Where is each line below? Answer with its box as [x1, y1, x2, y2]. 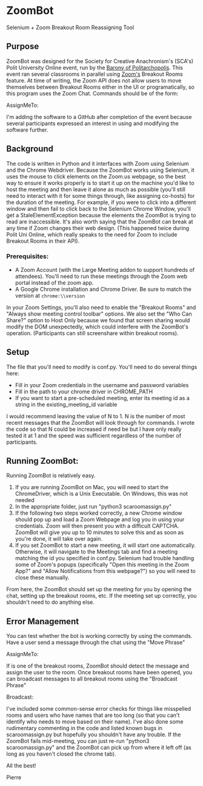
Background [6, 144, 53, 154]
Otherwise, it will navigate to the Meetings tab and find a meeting [15, 548, 178, 555]
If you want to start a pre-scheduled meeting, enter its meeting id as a [15, 394, 190, 401]
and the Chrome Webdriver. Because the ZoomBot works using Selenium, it [6, 166, 195, 174]
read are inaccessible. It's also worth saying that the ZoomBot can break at [6, 218, 193, 225]
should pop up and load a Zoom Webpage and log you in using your [15, 516, 185, 523]
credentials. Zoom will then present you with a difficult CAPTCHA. [15, 523, 179, 530]
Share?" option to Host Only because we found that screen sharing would [6, 316, 190, 324]
